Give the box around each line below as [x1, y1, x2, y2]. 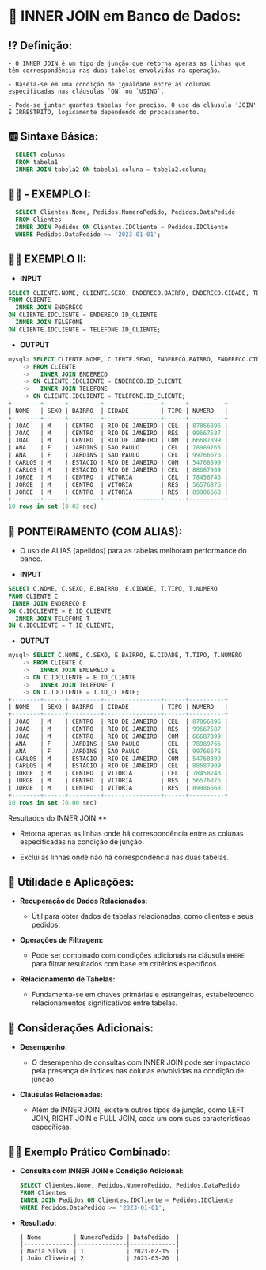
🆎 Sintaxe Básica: [8, 130, 99, 143]
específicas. [31, 1122, 72, 1132]
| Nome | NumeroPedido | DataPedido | [19, 1233, 180, 1241]
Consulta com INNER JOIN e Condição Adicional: [19, 1166, 184, 1176]
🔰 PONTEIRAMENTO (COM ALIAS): [8, 525, 183, 538]
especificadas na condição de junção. [19, 836, 144, 847]
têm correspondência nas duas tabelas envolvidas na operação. [8, 67, 222, 75]
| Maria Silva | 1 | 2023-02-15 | [19, 1247, 180, 1255]
